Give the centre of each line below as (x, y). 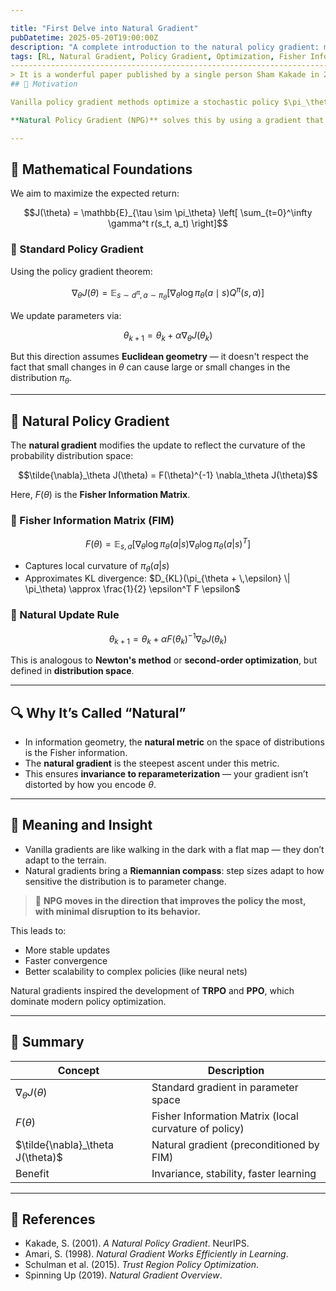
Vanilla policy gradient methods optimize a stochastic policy (145, 102)
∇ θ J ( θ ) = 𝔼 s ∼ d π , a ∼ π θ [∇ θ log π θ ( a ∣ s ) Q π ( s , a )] (168, 293)
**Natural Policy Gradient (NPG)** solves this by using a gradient (156, 120)
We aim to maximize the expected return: (95, 193)
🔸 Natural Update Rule (65, 615)
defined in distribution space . (72, 671)
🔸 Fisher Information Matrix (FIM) (92, 520)
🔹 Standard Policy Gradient (77, 249)
